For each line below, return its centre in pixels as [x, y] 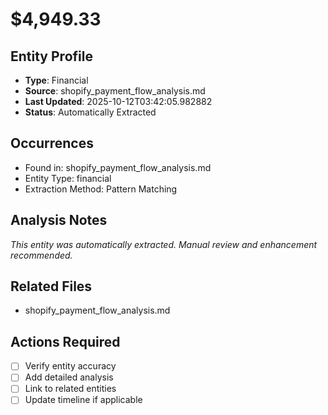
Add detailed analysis [69, 377]
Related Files [51, 286]
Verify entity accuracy [70, 366]
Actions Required [65, 341]
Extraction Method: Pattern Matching [101, 189]
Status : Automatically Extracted [90, 112]
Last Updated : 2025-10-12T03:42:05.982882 [118, 101]
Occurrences [52, 143]
